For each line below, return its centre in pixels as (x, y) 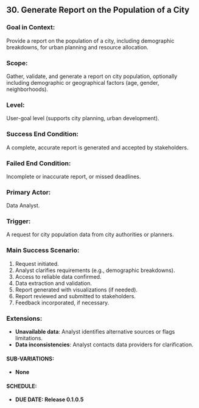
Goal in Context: (31, 27)
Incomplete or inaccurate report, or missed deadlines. (74, 176)
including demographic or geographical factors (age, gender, (83, 82)
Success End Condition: (43, 134)
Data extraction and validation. (54, 283)
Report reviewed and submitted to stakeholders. (75, 296)
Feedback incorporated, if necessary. (62, 302)
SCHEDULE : (22, 386)
